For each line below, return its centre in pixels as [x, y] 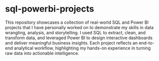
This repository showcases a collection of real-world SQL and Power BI [77, 22]
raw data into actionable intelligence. [42, 53]
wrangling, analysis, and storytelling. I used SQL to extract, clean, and [75, 32]
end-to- [147, 43]
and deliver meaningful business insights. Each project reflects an [71, 43]
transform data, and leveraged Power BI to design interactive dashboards [79, 38]
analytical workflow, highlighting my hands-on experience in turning [82, 48]
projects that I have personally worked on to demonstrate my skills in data [79, 27]
